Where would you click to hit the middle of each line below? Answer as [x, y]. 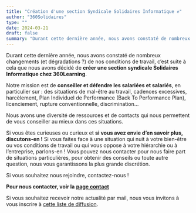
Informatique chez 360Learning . [46, 74]
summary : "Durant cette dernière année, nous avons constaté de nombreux [98, 39]
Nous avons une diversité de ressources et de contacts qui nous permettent [98, 115]
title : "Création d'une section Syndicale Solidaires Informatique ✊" [94, 11]
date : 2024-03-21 [27, 28]
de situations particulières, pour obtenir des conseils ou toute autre [87, 158]
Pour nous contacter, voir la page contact [58, 187]
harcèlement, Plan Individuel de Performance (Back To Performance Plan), [96, 98]
